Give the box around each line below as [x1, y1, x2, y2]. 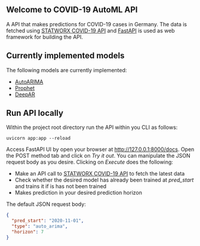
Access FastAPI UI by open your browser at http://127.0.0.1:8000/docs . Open [6, 146, 195, 153]
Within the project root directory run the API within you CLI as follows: [6, 124, 178, 131]
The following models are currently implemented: [6, 66, 127, 73]
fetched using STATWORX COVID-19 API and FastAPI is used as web [6, 27, 175, 34]
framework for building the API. [6, 33, 84, 41]
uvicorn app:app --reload [6, 136, 70, 142]
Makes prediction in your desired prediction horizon [14, 189, 142, 196]
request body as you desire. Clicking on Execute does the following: [6, 158, 173, 166]
